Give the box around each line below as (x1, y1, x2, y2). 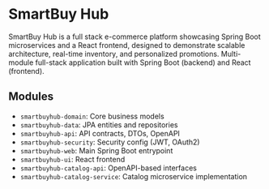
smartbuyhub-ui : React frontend (19, 154, 126, 164)
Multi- (220, 49, 241, 58)
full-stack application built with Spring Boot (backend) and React (35, 58, 251, 67)
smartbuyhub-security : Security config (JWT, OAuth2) (19, 137, 200, 147)
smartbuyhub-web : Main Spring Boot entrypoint (19, 145, 173, 155)
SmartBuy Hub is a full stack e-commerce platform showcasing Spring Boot (8, 32, 261, 41)
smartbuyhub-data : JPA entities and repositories (19, 119, 178, 130)
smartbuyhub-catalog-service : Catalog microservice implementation (19, 171, 248, 181)
